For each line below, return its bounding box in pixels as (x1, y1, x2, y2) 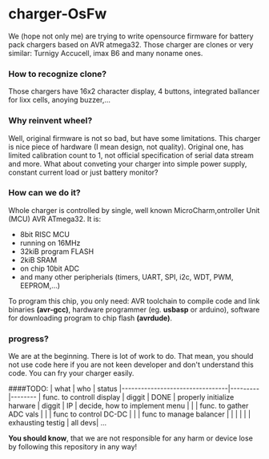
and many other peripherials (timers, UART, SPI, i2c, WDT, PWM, (19, 272, 234, 281)
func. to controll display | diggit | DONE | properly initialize (42, 393, 235, 402)
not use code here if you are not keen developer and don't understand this (8, 360, 254, 369)
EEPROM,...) (19, 280, 61, 290)
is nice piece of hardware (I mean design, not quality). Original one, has (8, 142, 244, 151)
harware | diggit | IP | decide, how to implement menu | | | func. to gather (8, 401, 249, 411)
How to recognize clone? (8, 68, 107, 79)
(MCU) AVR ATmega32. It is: (8, 214, 102, 223)
